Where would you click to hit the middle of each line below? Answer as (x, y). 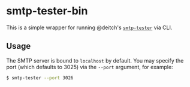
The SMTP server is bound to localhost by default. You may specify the (95, 60)
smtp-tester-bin (47, 11)
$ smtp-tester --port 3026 (40, 78)
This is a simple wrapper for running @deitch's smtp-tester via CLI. (89, 27)
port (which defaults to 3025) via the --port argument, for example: (90, 67)
